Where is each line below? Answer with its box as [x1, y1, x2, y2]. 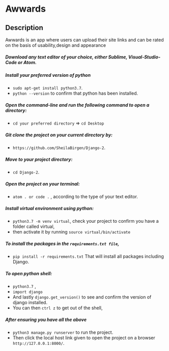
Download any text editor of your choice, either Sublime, [5, 54, 128, 60]
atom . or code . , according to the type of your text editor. [12, 194, 138, 200]
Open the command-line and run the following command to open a [5, 102, 150, 108]
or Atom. [17, 59, 37, 65]
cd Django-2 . [12, 169, 40, 175]
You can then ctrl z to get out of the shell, [12, 305, 103, 311]
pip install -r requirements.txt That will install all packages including [12, 253, 164, 259]
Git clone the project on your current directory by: [5, 132, 113, 138]
